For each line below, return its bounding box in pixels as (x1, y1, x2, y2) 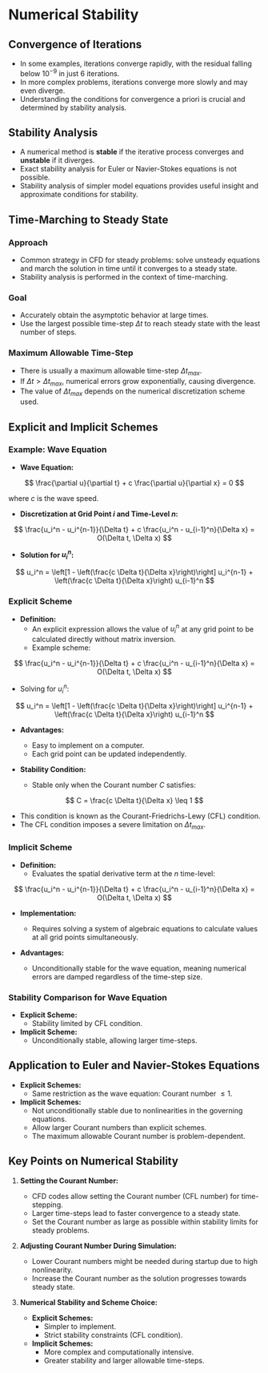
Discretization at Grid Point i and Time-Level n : (19, 509, 178, 519)
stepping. (31, 1200, 64, 1209)
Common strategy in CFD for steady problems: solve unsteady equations (19, 255, 261, 265)
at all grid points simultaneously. (31, 932, 138, 942)
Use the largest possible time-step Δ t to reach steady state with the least (19, 319, 261, 329)
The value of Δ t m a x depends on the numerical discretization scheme (19, 386, 246, 398)
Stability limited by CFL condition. (31, 1018, 142, 1028)
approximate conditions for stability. (19, 190, 138, 200)
